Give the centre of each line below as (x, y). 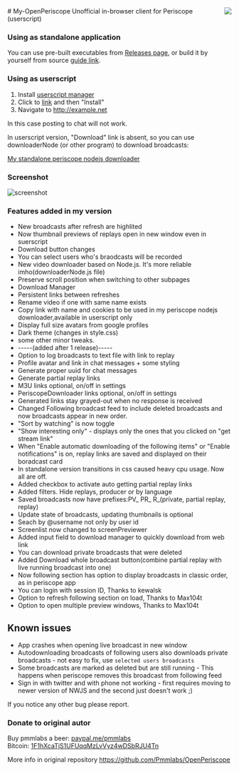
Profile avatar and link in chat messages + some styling (99, 363)
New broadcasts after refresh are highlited (80, 227)
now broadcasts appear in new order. (73, 416)
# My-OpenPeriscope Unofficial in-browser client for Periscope (100, 11)
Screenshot (28, 177)
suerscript (33, 242)
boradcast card (40, 461)
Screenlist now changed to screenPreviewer (83, 530)
